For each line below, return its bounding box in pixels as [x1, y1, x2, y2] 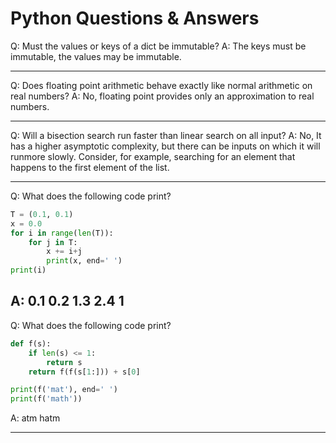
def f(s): [10, 338, 52, 349]
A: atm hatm [10, 412, 61, 424]
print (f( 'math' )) [10, 394, 83, 404]
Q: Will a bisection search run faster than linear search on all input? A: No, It [10, 129, 322, 141]
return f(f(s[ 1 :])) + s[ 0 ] [28, 367, 141, 377]
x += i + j [46, 247, 83, 257]
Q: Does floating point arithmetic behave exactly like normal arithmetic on [10, 79, 313, 91]
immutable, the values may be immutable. [10, 50, 182, 62]
